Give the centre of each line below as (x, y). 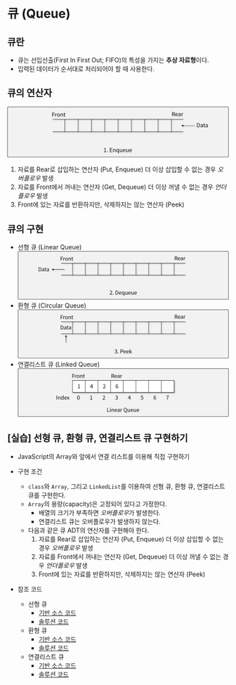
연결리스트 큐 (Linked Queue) (59, 364)
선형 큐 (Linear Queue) (50, 247)
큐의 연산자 (30, 93)
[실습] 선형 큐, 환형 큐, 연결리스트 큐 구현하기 (98, 438)
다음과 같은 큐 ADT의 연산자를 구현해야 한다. (88, 530)
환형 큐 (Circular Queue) (52, 306)
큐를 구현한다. (47, 495)
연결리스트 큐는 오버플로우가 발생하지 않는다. (99, 521)
